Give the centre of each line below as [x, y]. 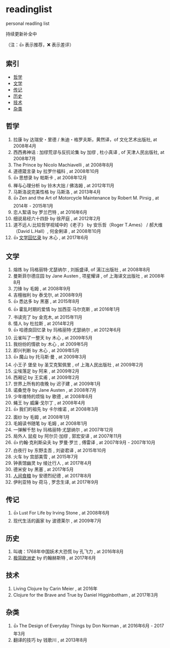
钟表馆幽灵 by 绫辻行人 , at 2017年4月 [52, 463]
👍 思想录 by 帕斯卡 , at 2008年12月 [50, 177]
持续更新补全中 [21, 33]
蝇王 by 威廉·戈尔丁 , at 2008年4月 [49, 403]
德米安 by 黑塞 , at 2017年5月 [43, 469]
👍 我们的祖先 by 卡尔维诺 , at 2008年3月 [56, 409]
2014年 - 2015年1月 [33, 206]
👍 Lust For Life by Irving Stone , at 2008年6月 [61, 513]
